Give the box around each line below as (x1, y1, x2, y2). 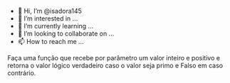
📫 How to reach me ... (17, 38, 84, 45)
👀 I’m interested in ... (17, 14, 78, 23)
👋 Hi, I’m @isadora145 (17, 7, 82, 15)
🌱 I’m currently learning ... (17, 22, 94, 30)
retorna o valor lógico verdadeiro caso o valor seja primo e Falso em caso (7, 61, 223, 70)
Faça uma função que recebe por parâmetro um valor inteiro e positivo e (7, 54, 221, 62)
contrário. (7, 69, 36, 77)
